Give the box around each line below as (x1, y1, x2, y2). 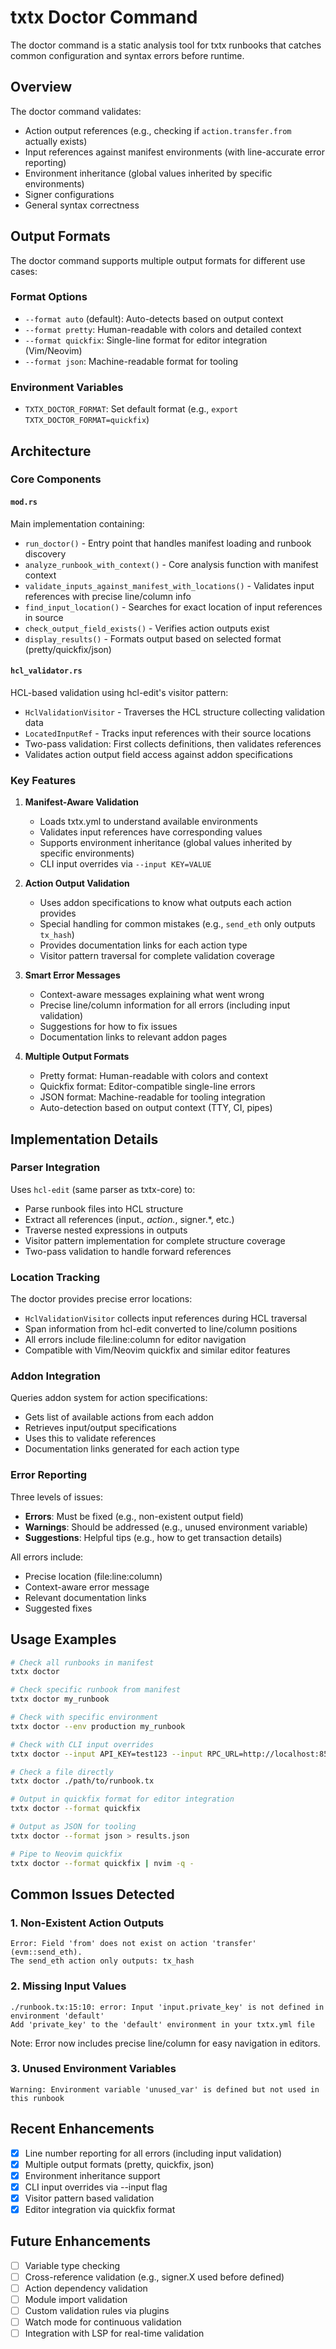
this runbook (10, 2093, 65, 2103)
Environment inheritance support (24, 2169, 161, 2181)
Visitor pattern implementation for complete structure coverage (24, 1234, 286, 1246)
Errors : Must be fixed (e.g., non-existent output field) (24, 1510, 244, 1522)
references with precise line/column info (24, 590, 192, 602)
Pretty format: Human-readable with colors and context (39, 1070, 269, 1082)
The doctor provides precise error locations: (10, 1293, 193, 1305)
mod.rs (10, 497, 38, 508)
